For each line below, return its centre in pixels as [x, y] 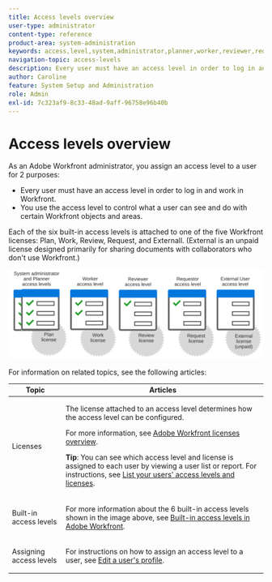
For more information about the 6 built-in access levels [157, 509]
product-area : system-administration [72, 43]
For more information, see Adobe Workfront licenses [153, 433]
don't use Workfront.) [44, 258]
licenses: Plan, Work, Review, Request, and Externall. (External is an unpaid [134, 241]
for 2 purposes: [34, 175]
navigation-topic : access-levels [65, 60]
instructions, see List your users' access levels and [150, 475]
